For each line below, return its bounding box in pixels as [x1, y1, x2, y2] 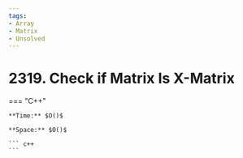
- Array [8, 19, 35, 28]
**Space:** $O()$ [8, 126, 67, 135]
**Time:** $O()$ [8, 112, 63, 120]
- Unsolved [8, 34, 46, 43]
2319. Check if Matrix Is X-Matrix [8, 70, 236, 88]
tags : [8, 11, 27, 20]
